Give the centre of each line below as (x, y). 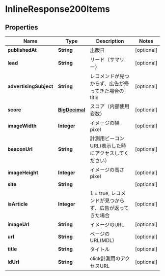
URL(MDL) (102, 240)
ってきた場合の (107, 91)
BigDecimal (72, 110)
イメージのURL (107, 224)
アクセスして (110, 153)
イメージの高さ (107, 170)
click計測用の (105, 259)
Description (110, 41)
